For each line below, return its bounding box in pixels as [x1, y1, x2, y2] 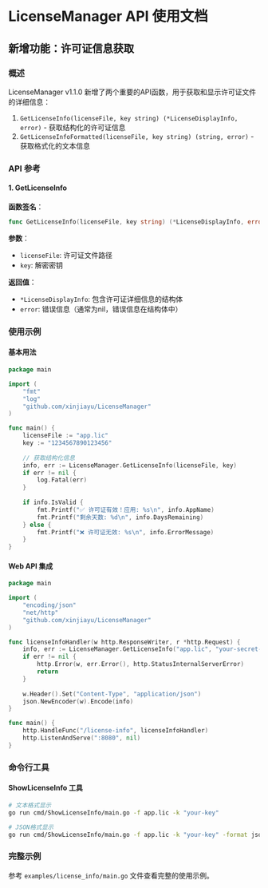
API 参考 [8, 163, 41, 174]
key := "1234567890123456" [22, 439, 112, 447]
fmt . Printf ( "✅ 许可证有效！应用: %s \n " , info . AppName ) [37, 505, 215, 513]
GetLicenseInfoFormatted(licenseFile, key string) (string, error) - [19, 131, 254, 141]
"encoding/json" [22, 601, 77, 609]
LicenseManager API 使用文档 [8, 7, 209, 26]
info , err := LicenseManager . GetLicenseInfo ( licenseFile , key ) [22, 461, 238, 470]
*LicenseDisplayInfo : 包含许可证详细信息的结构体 [19, 294, 183, 303]
